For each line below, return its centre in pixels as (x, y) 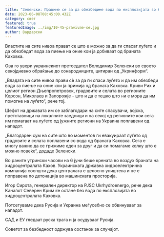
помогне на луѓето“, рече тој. (35, 101)
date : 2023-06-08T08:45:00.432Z (38, 14)
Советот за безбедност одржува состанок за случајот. (62, 229)
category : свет (20, 18)
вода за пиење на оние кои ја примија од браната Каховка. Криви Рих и (80, 85)
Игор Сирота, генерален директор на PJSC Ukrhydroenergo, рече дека (79, 185)
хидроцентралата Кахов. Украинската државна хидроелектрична (74, 165)
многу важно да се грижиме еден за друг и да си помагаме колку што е (81, 146)
